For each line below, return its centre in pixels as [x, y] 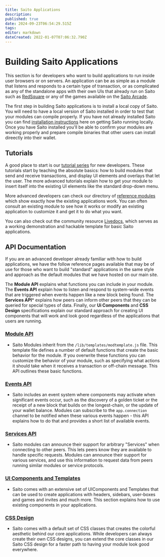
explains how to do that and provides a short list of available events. [81, 421]
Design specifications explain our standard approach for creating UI [74, 311]
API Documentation [36, 247]
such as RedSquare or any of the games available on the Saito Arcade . [77, 96]
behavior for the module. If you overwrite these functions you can [79, 355]
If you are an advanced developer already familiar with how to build [73, 259]
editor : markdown [23, 33]
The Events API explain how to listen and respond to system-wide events [80, 289]
